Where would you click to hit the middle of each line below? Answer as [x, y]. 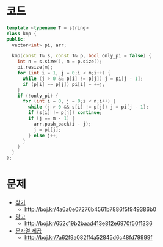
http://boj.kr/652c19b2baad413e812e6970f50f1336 [88, 223]
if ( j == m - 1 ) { [52, 118]
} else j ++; [44, 135]
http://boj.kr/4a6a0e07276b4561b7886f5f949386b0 [90, 209]
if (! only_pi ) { [38, 96]
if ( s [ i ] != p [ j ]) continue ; [65, 113]
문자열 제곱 [28, 231]
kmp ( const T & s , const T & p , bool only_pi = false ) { [81, 56]
